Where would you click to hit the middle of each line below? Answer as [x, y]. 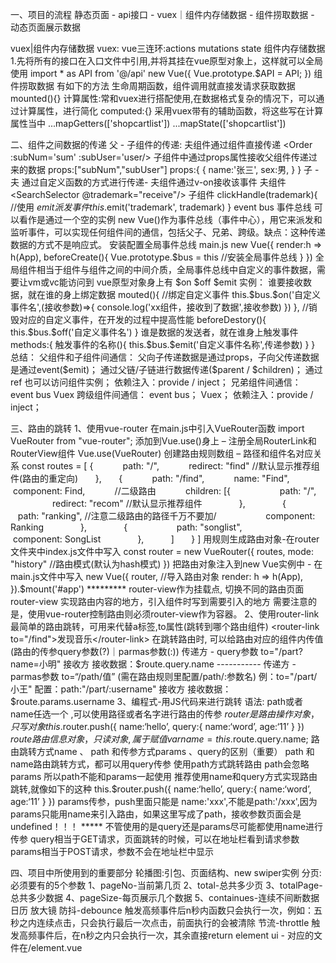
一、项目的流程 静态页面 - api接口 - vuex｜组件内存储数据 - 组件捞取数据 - [162, 14]
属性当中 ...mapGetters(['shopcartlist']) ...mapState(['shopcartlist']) [148, 123]
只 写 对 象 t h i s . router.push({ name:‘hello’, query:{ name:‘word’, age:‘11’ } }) [157, 726]
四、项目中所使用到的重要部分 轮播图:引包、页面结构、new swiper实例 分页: [166, 872]
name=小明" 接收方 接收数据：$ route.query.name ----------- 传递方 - [153, 664]
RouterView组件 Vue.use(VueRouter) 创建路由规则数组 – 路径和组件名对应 [162, 453]
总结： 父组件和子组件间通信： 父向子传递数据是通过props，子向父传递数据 [165, 357]
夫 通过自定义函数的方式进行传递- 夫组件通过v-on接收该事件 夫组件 [148, 182]
